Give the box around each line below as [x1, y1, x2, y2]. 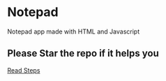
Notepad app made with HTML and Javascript [7, 27, 140, 36]
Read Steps [7, 66, 40, 74]
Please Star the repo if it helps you [7, 47, 159, 59]
